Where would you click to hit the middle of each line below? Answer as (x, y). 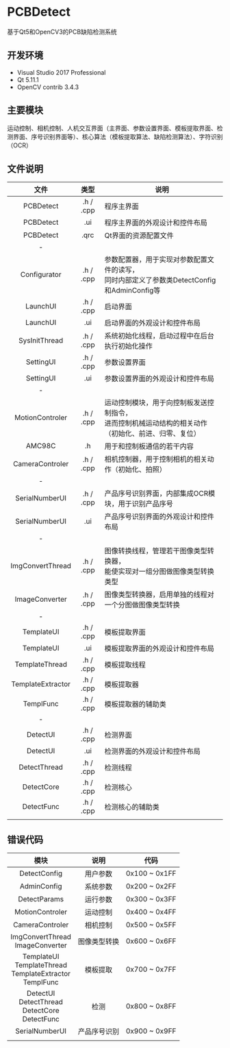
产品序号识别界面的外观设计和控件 (159, 517)
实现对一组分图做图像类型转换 (166, 572)
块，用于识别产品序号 (139, 504)
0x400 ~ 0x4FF (151, 912)
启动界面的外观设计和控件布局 (152, 323)
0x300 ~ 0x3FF (151, 899)
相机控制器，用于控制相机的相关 (156, 459)
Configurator (41, 275)
